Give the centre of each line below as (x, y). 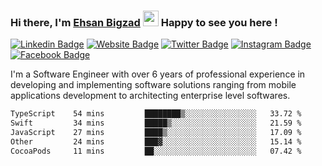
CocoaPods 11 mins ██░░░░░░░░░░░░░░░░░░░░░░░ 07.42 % (156, 151)
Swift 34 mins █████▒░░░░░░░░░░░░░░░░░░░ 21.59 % (156, 123)
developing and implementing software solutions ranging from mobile (153, 85)
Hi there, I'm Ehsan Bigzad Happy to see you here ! (144, 22)
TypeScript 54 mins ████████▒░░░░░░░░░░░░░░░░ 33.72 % (156, 114)
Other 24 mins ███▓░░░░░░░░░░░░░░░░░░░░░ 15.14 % (156, 141)
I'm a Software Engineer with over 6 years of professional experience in (158, 74)
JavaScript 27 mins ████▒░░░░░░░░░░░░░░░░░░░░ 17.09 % (156, 133)
